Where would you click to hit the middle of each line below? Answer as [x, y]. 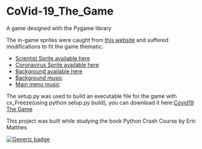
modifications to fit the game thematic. [55, 46]
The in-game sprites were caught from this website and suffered [88, 40]
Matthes [17, 127]
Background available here [49, 71]
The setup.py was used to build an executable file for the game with [92, 96]
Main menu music [38, 84]
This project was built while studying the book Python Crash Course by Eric [101, 121]
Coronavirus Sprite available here [57, 65]
